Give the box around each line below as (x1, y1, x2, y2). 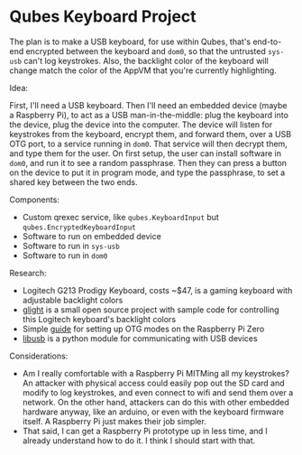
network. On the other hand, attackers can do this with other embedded (22, 396, 290, 407)
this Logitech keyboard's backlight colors (22, 313, 177, 324)
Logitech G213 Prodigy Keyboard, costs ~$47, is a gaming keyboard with (22, 284, 293, 295)
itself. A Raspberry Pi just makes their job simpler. (22, 415, 207, 426)
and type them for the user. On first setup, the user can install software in (9, 147, 282, 159)
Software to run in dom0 (22, 250, 108, 261)
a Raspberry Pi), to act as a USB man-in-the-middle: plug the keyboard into (9, 109, 288, 120)
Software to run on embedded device (22, 230, 162, 241)
